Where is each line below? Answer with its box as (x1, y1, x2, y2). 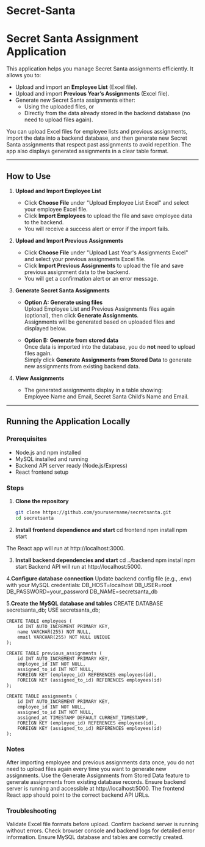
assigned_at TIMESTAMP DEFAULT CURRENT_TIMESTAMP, (17, 715, 149, 721)
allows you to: (6, 72, 41, 79)
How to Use (6, 171, 51, 181)
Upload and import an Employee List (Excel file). (15, 83, 137, 91)
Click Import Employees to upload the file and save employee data (24, 212, 193, 219)
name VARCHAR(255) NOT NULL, (17, 629, 92, 635)
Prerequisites (6, 435, 47, 443)
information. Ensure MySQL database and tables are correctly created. (6, 834, 184, 841)
